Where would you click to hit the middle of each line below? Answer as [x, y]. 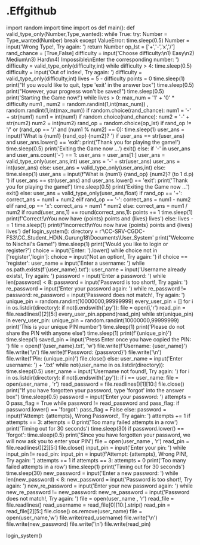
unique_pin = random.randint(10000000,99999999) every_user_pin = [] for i [100, 301]
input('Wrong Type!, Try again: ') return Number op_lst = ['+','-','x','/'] [90, 47]
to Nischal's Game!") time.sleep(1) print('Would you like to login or [87, 244]
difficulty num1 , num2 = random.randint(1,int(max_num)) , [77, 104]
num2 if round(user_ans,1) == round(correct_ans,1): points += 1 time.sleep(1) [99, 212]
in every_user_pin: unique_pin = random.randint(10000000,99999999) [93, 320]
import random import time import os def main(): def [71, 28]
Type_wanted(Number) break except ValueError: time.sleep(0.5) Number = [98, 40]
